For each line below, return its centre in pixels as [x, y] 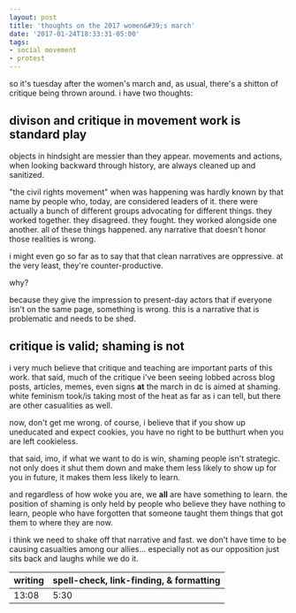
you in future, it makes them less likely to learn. [95, 477]
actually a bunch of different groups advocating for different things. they [140, 211]
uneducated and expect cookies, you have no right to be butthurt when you [147, 432]
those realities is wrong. [53, 239]
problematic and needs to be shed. [73, 318]
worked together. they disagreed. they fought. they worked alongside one [143, 220]
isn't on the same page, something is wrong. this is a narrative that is [134, 309]
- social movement [43, 50]
